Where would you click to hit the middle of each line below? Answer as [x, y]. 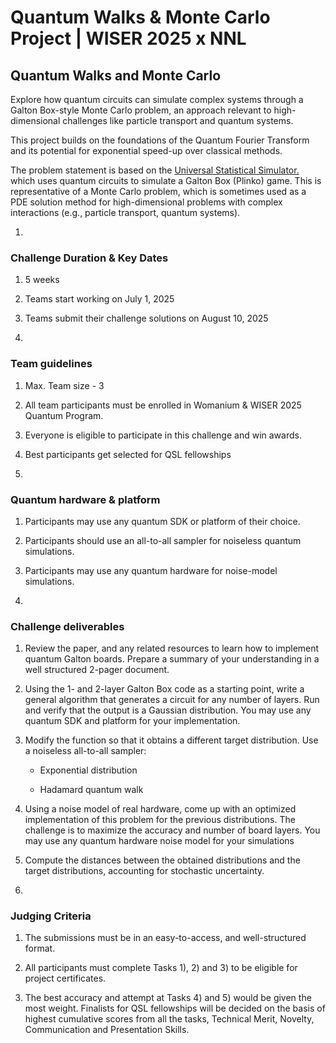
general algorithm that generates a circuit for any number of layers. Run [172, 700]
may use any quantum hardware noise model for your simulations [159, 841]
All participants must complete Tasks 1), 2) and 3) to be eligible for [161, 968]
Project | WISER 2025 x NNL [128, 38]
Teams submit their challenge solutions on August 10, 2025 [146, 318]
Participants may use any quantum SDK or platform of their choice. [162, 521]
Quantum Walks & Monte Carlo [140, 17]
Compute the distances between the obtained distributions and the [162, 860]
